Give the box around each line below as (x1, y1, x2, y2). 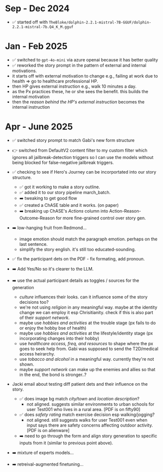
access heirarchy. (19, 351, 55, 356)
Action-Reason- (109, 208, 141, 214)
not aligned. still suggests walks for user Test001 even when (26, 417, 147, 423)
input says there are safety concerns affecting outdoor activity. (26, 422, 153, 428)
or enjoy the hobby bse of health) (19, 325, 87, 331)
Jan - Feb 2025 (5, 41, 68, 52)
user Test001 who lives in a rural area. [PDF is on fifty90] (26, 406, 141, 412)
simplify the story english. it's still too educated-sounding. (19, 246, 136, 252)
